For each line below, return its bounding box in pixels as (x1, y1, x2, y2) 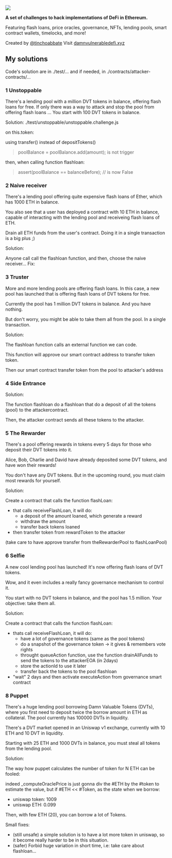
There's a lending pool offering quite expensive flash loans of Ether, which (5, 193, 163, 200)
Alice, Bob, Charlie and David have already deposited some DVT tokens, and (5, 457, 167, 463)
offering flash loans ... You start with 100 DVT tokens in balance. (5, 109, 141, 116)
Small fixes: (5, 822, 30, 828)
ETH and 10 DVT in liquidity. (5, 730, 64, 736)
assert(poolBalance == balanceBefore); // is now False (17, 169, 133, 175)
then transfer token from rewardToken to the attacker (12, 530, 126, 536)
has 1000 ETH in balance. (5, 199, 60, 205)
